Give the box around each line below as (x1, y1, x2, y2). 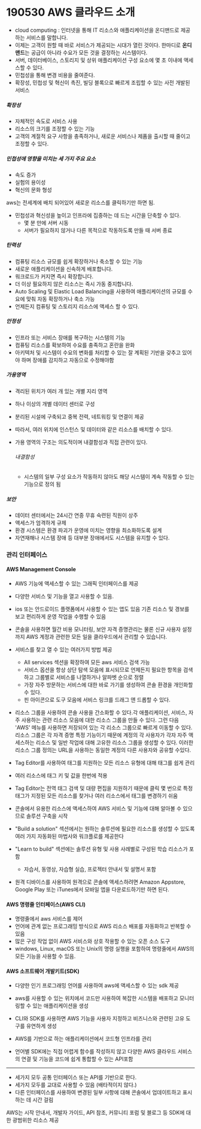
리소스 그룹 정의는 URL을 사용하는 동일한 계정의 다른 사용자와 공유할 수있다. (14, 746, 191, 753)
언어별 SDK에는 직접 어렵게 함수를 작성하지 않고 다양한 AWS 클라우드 (14, 1048, 176, 1055)
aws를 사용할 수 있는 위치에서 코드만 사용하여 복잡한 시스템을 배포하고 (14, 995, 178, 1002)
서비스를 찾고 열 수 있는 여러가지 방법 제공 (14, 646, 112, 653)
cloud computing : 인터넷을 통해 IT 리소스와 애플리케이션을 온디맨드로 (14, 26, 179, 34)
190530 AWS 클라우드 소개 (6, 5, 136, 19)
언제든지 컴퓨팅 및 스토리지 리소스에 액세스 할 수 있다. (14, 302, 139, 310)
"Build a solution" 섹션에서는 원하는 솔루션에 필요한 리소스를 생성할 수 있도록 (14, 825, 195, 833)
